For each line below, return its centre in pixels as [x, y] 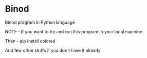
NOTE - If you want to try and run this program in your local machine [74, 31]
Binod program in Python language [40, 22]
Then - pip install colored [30, 41]
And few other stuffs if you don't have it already [53, 50]
